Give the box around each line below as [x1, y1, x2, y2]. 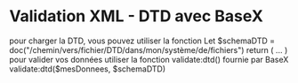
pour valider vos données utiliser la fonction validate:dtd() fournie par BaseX [9, 54, 289, 64]
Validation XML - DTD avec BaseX [9, 6, 264, 26]
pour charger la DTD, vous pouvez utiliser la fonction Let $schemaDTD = [9, 35, 276, 46]
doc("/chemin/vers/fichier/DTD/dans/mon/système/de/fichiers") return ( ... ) [9, 44, 288, 55]
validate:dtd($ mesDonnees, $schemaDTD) [9, 64, 166, 74]
